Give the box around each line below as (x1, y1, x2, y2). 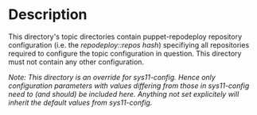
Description (8, 6, 88, 24)
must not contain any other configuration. (8, 57, 145, 67)
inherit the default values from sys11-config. (8, 98, 153, 107)
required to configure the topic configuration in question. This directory (8, 48, 242, 58)
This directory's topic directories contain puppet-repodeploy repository (8, 32, 243, 41)
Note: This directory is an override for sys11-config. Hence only (8, 72, 216, 82)
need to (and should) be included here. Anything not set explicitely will (8, 89, 239, 98)
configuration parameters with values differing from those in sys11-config (8, 81, 250, 90)
